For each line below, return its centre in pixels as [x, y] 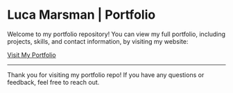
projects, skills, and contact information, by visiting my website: [98, 41]
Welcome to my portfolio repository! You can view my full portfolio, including [116, 34]
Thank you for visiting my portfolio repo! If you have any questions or [106, 75]
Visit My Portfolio [32, 55]
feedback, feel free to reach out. [53, 82]
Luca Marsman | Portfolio [81, 15]
